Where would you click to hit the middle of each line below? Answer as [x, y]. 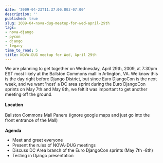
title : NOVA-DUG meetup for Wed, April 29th [51, 55]
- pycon [13, 37]
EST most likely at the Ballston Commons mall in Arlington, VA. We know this [81, 74]
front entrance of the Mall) [31, 120]
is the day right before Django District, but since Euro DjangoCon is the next [81, 79]
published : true [21, 18]
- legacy [14, 46]
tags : [10, 28]
